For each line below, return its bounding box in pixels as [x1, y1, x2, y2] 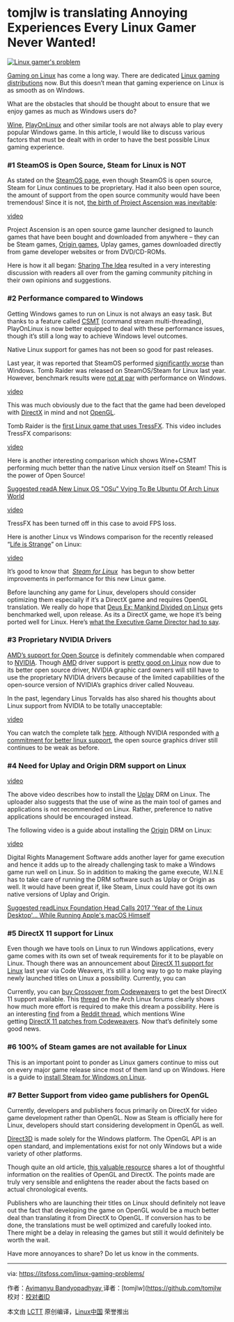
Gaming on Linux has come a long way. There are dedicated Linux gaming [7, 71, 220, 80]
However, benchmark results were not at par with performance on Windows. [7, 374, 227, 382]
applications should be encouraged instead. [7, 812, 134, 821]
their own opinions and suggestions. [7, 276, 111, 284]
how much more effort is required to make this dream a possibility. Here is [7, 1002, 219, 1011]
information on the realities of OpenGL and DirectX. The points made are [7, 1170, 215, 1179]
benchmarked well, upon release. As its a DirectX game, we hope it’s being [7, 610, 221, 619]
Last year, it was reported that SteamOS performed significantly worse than [7, 358, 224, 367]
